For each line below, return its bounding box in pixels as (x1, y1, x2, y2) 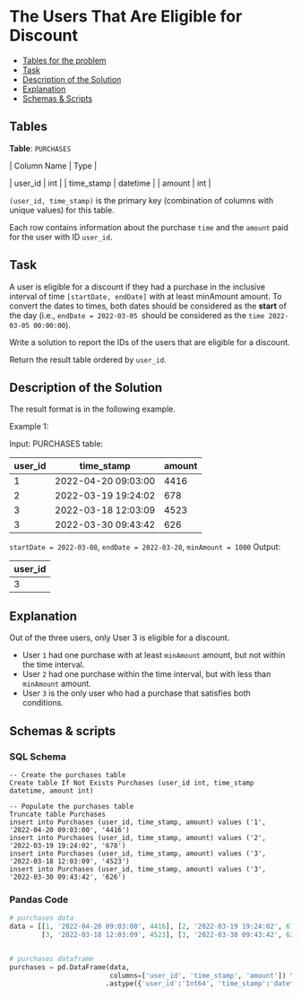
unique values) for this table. (9, 204, 115, 215)
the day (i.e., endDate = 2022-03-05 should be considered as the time (9, 309, 265, 320)
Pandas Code (9, 893, 69, 906)
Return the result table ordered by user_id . (9, 354, 168, 365)
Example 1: (9, 421, 49, 432)
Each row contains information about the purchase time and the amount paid (9, 221, 288, 232)
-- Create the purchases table (9, 770, 126, 779)
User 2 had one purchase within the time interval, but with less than (21, 669, 271, 680)
